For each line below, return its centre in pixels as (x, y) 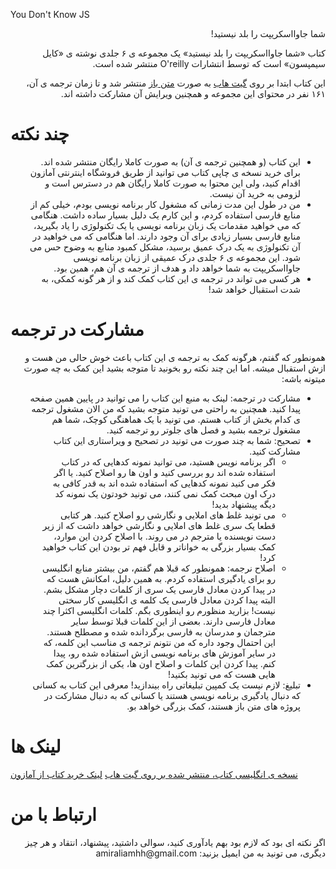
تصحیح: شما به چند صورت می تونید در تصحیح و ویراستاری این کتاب (177, 440)
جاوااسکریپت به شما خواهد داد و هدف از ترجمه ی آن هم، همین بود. (177, 268)
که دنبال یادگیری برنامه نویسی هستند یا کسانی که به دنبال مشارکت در (172, 695)
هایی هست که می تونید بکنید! (222, 674)
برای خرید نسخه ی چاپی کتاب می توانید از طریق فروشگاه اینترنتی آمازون (165, 172)
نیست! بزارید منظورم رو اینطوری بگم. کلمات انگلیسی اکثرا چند (159, 610)
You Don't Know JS (50, 14)
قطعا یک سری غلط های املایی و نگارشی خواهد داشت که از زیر (159, 525)
